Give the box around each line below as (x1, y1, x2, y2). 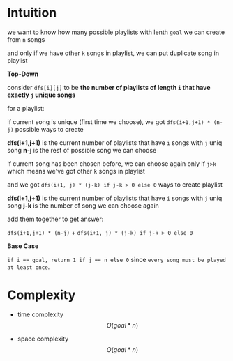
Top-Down (7, 70, 39, 78)
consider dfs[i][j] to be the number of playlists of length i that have (7, 83, 211, 91)
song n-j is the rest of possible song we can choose (7, 146, 157, 154)
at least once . (7, 263, 50, 271)
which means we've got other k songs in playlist (7, 167, 145, 175)
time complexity (17, 310, 64, 318)
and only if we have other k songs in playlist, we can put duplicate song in (7, 49, 220, 57)
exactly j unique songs (7, 91, 76, 99)
